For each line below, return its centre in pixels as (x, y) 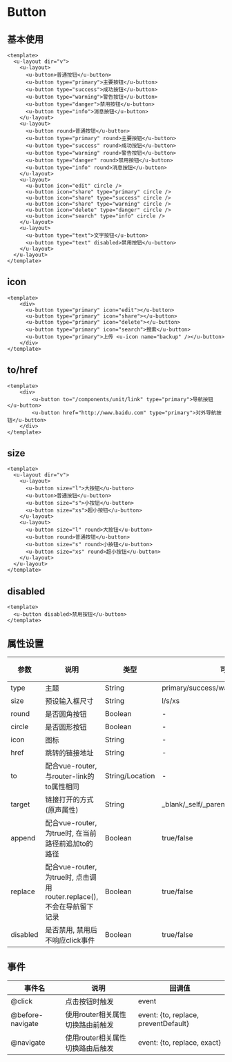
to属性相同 (62, 786)
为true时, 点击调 (70, 878)
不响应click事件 (70, 940)
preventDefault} (164, 1023)
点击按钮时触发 (89, 1001)
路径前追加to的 (69, 844)
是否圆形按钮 (66, 727)
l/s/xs (171, 701)
